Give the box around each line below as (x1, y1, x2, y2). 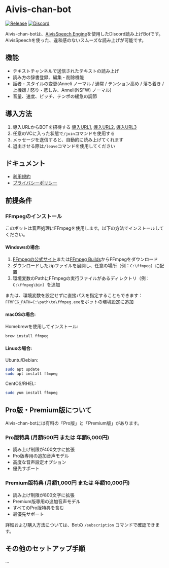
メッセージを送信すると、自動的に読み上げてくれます (12, 136, 124, 143)
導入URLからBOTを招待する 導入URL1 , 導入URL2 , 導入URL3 (12, 124, 137, 130)
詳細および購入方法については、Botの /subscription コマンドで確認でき (5, 521, 156, 528)
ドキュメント (5, 159, 46, 168)
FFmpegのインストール (5, 212, 62, 220)
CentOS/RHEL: (5, 380, 36, 386)
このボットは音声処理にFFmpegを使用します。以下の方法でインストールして (5, 225, 164, 231)
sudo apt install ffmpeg (5, 371, 58, 376)
